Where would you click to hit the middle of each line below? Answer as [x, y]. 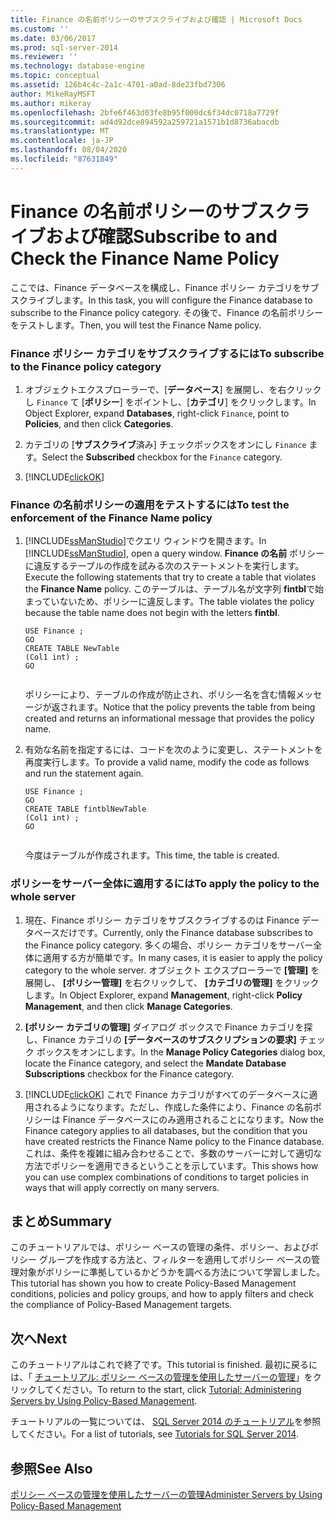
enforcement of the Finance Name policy [111, 518]
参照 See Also [51, 1468]
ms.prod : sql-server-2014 [64, 47]
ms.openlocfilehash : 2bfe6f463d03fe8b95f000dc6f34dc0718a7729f [145, 112]
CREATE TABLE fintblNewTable [85, 809]
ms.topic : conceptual [55, 76]
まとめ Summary [61, 1221]
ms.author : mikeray [51, 103]
